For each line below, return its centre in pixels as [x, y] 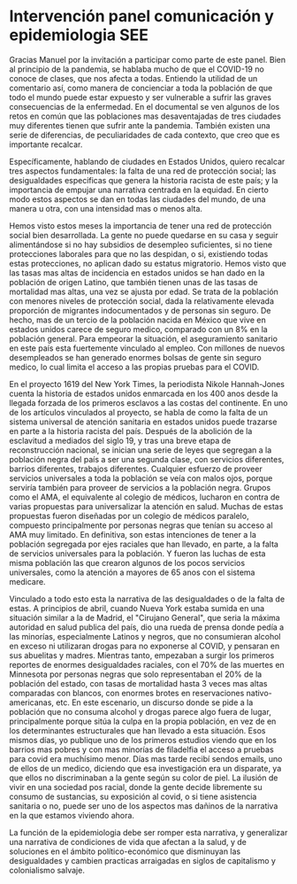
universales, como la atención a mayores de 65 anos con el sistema [132, 572]
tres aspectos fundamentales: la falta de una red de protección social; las [143, 171]
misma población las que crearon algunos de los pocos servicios [127, 562]
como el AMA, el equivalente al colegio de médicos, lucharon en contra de [145, 497]
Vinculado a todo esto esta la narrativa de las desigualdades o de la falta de [147, 599]
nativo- [259, 693]
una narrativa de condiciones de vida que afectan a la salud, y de [128, 841]
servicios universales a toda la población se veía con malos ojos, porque [141, 478]
